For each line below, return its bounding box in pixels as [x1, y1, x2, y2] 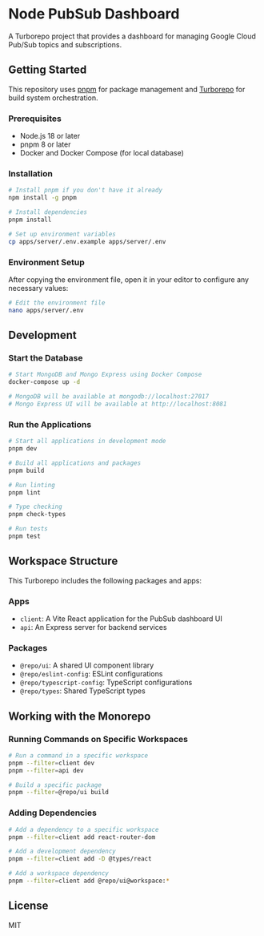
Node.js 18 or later [19, 131, 81, 141]
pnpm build [8, 466, 45, 474]
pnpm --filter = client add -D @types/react [8, 855, 152, 863]
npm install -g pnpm [8, 194, 78, 202]
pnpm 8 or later [19, 139, 71, 149]
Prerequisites [8, 113, 62, 124]
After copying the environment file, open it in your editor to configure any [8, 274, 250, 284]
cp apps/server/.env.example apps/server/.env [8, 237, 166, 245]
